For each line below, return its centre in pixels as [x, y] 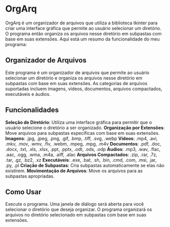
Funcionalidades [32, 110]
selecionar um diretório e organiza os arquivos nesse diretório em [74, 78]
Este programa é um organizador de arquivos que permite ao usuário [77, 72]
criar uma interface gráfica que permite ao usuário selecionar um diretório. [83, 28]
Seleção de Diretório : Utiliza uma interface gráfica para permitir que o [79, 122]
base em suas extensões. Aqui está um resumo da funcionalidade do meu [82, 39]
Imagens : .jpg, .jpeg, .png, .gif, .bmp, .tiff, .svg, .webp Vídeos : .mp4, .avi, [82, 138]
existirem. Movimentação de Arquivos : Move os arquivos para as [74, 171]
